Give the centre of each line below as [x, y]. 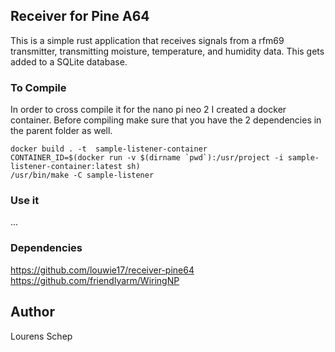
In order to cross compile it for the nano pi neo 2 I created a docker [148, 110]
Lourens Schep [41, 336]
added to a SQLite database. [69, 61]
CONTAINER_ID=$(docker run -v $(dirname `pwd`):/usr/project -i [147, 158]
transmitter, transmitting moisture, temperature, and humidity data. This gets [167, 51]
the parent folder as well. [61, 131]
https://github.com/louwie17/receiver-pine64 [102, 270]
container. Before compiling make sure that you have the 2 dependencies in [166, 120]
